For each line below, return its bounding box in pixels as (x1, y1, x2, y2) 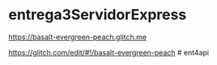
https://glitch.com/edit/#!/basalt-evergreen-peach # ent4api (8, 47, 209, 57)
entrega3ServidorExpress (8, 6, 187, 24)
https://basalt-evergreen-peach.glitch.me (8, 32, 147, 42)
